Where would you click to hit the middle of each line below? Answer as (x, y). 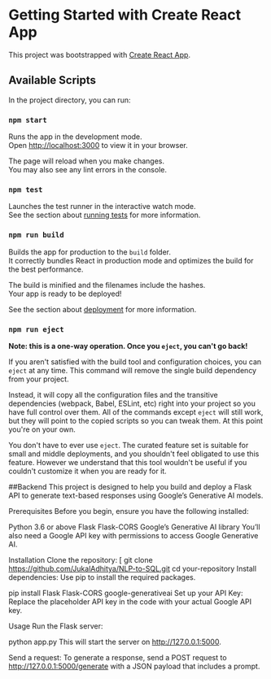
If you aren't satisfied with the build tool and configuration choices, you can (135, 361)
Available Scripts (52, 80)
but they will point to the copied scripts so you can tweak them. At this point (135, 420)
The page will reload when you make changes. (87, 161)
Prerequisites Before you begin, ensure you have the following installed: (129, 511)
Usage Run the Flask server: (56, 626)
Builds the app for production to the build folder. (90, 252)
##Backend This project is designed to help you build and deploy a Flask (130, 486)
